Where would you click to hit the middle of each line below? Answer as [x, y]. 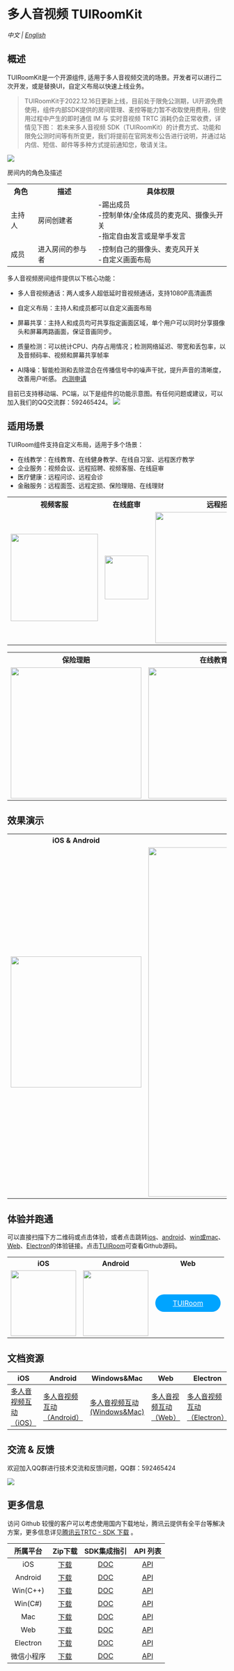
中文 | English [27, 35]
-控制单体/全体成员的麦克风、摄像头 [157, 215]
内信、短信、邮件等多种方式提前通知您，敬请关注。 [97, 145]
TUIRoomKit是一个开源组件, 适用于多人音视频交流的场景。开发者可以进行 [111, 77]
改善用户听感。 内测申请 [52, 379]
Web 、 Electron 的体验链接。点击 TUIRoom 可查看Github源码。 [94, 1246]
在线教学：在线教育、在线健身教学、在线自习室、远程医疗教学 [106, 459]
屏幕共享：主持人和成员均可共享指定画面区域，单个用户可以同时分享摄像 [121, 323]
